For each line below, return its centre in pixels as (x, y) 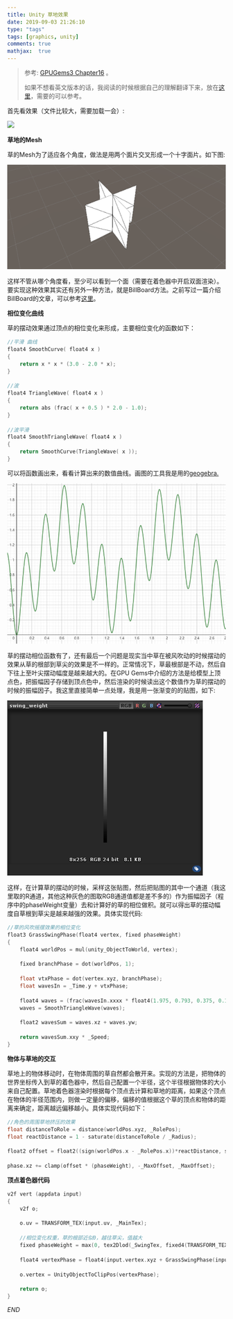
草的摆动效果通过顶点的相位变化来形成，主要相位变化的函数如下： (101, 328)
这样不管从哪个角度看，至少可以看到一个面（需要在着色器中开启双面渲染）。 (115, 282)
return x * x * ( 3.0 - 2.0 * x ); (68, 364)
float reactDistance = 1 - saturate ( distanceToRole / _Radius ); (102, 1137)
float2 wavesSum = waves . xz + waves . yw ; (79, 1023)
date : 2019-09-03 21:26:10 (46, 22)
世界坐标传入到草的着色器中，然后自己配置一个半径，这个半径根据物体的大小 (116, 1082)
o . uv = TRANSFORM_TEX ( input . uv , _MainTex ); (84, 1223)
